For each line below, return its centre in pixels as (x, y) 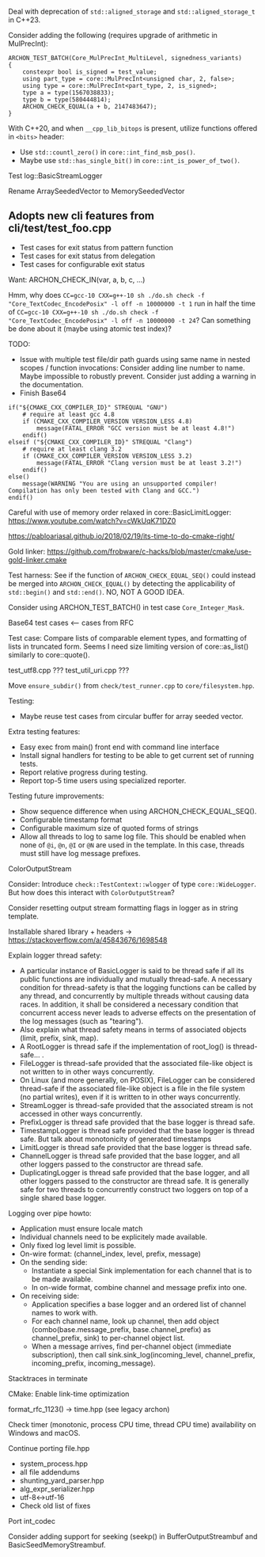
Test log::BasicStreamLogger (55, 176)
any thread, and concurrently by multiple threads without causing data (134, 995)
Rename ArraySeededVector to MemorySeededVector (97, 191)
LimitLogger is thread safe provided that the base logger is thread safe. (135, 1147)
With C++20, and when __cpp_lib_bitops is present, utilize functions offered (133, 128)
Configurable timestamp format (71, 820)
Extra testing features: (44, 731)
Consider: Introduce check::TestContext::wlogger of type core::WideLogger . (132, 884)
